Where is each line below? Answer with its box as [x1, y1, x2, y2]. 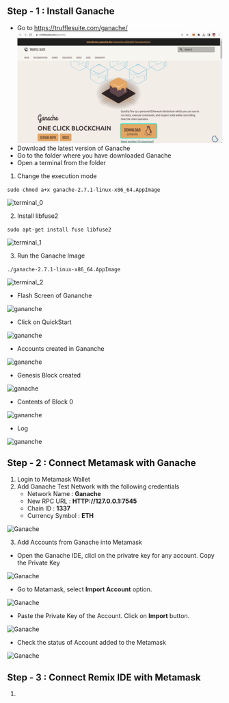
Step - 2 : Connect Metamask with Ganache [7, 457, 196, 469]
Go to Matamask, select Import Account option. [16, 585, 152, 593]
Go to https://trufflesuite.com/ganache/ [16, 23, 128, 32]
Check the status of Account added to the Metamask [16, 639, 166, 647]
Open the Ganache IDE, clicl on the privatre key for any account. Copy [16, 552, 215, 560]
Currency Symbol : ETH [27, 512, 94, 520]
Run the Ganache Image [16, 251, 85, 260]
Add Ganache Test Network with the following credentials [16, 482, 180, 491]
